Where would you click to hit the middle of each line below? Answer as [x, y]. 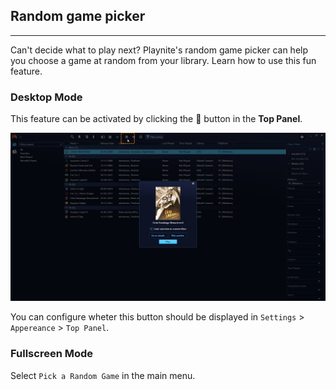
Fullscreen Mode [52, 354]
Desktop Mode [46, 97]
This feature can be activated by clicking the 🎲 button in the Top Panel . [156, 119]
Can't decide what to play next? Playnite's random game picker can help [159, 50]
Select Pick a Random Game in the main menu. [103, 375]
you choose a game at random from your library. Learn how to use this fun [163, 60]
